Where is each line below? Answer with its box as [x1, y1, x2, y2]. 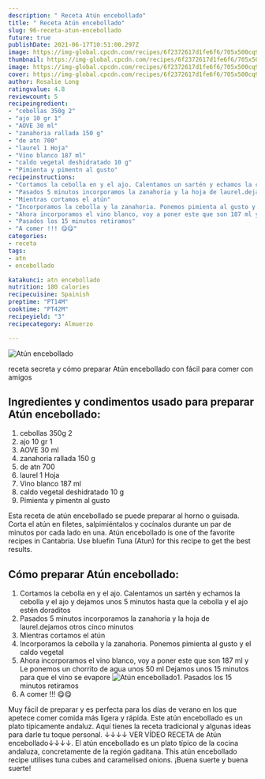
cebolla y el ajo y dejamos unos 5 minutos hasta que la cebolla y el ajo [19, 597, 248, 607]
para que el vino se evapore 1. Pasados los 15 [19, 673, 233, 683]
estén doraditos [19, 606, 71, 615]
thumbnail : [8, 56, 44, 64]
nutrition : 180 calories [8, 283, 90, 291]
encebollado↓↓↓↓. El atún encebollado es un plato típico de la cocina [8, 739, 239, 748]
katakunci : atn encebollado [8, 276, 101, 284]
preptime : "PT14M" [8, 298, 69, 306]
